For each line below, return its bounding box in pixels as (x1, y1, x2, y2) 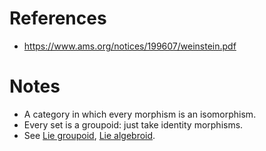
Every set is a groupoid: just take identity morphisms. (23, 118, 244, 131)
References (9, 7, 107, 30)
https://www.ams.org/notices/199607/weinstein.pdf (23, 40, 237, 52)
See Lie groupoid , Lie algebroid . (23, 129, 156, 141)
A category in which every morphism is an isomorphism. (23, 108, 257, 120)
